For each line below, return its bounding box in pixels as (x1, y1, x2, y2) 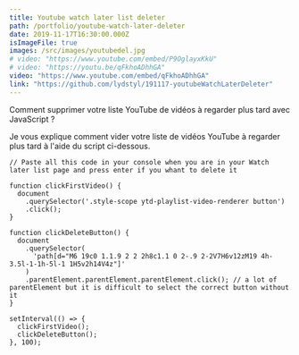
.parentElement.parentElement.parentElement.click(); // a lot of (25, 275, 278, 284)
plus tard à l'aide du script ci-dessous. (9, 140, 151, 151)
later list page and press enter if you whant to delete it (9, 165, 238, 174)
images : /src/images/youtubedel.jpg (9, 46, 145, 55)
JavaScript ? (9, 114, 55, 124)
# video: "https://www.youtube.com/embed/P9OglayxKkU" (9, 55, 218, 63)
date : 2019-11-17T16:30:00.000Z (9, 30, 129, 38)
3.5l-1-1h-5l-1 (9, 259, 66, 268)
